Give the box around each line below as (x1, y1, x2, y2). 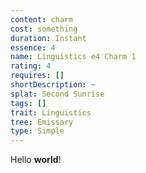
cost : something (10, 24, 78, 34)
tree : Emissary (10, 117, 74, 127)
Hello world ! (10, 154, 62, 166)
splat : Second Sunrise (10, 89, 105, 99)
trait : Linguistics (10, 107, 92, 118)
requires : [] (10, 71, 65, 81)
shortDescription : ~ (10, 80, 97, 90)
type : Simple (10, 126, 65, 136)
